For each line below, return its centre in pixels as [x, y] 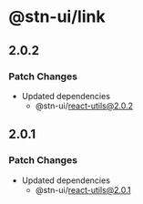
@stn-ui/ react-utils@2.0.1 [83, 189]
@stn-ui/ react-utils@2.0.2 [84, 106]
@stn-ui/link [57, 17]
